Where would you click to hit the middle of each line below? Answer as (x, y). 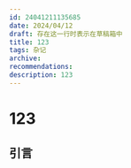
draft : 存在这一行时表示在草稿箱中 (66, 34)
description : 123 (41, 75)
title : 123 (29, 42)
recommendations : (41, 67)
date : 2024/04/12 (41, 26)
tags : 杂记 (28, 50)
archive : (25, 58)
